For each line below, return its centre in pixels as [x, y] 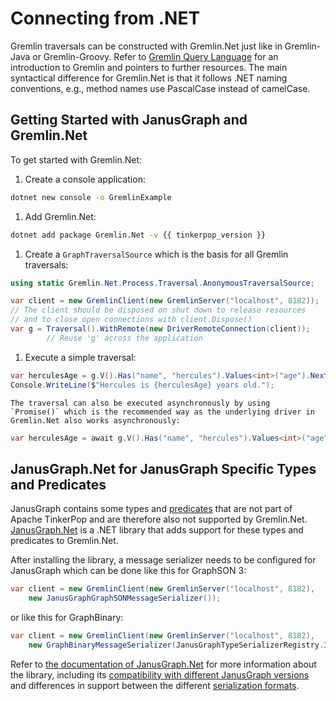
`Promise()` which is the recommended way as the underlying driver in [162, 412]
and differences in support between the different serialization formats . [155, 685]
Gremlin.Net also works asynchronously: [96, 420]
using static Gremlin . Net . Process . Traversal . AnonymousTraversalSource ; [162, 283]
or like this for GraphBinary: [67, 617]
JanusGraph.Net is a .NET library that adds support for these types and [157, 530]
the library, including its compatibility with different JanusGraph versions [160, 674]
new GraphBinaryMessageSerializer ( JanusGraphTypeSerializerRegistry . [176, 645]
